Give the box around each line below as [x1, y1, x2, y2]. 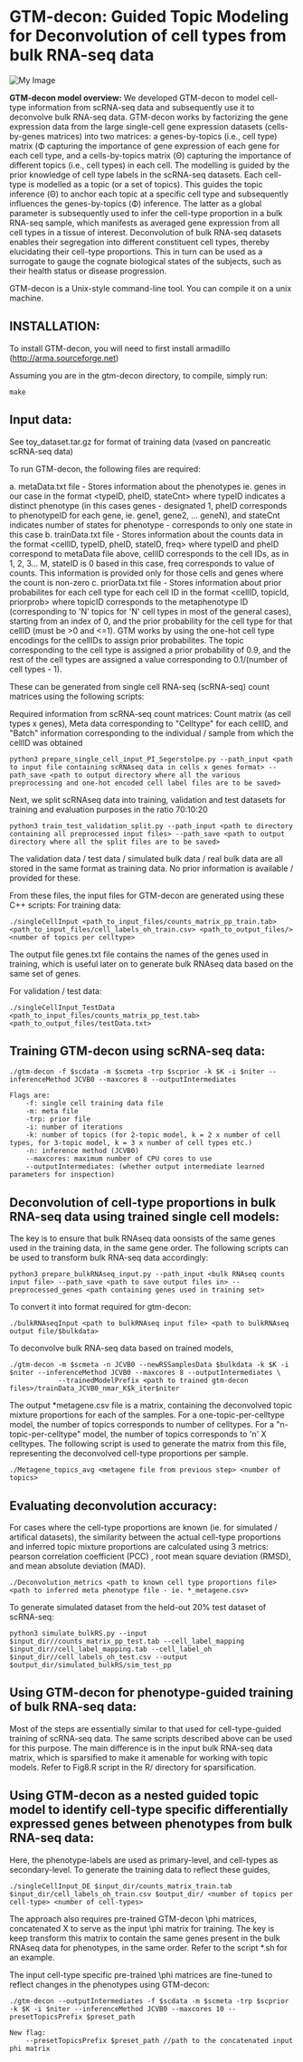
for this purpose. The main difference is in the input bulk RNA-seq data [9, 1742, 273, 1753]
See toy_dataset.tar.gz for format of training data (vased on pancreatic [9, 436, 271, 447]
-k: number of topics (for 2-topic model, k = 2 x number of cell [25, 1131, 281, 1140]
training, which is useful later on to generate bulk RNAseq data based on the [9, 958, 294, 969]
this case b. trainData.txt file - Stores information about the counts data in [9, 529, 284, 539]
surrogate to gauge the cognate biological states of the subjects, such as [9, 255, 282, 266]
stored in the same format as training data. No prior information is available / [9, 863, 294, 873]
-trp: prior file [25, 1115, 91, 1124]
